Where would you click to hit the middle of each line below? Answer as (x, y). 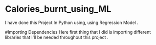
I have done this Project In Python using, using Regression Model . (72, 22)
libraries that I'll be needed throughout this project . (57, 37)
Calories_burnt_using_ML (58, 9)
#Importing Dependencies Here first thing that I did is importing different (78, 32)
